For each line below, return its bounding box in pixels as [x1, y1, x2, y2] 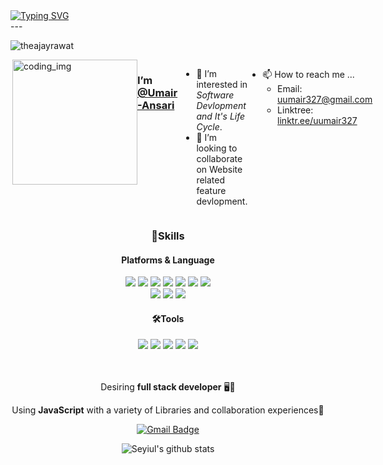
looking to [196, 142, 238, 154]
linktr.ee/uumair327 [277, 115, 358, 126]
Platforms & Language [121, 254, 215, 266]
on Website [196, 164, 243, 175]
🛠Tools [151, 312, 185, 324]
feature [196, 185, 227, 196]
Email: [277, 83, 303, 94]
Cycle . [196, 121, 223, 133]
